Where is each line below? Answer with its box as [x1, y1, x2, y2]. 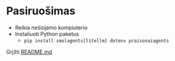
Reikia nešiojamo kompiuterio [14, 24, 88, 31]
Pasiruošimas [6, 4, 76, 18]
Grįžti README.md [6, 48, 53, 55]
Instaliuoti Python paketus [14, 30, 79, 37]
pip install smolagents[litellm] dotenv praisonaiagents [23, 38, 170, 44]
